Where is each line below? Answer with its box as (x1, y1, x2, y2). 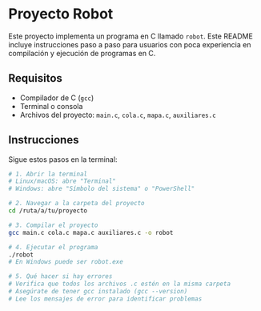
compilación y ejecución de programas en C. (8, 48, 156, 58)
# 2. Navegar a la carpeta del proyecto (8, 200, 146, 208)
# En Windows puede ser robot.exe (8, 258, 124, 266)
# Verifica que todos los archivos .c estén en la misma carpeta (8, 280, 231, 289)
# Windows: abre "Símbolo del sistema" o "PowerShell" (8, 185, 195, 193)
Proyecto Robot (8, 5, 114, 23)
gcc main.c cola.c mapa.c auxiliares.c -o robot (8, 228, 174, 236)
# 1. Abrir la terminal (8, 170, 88, 178)
